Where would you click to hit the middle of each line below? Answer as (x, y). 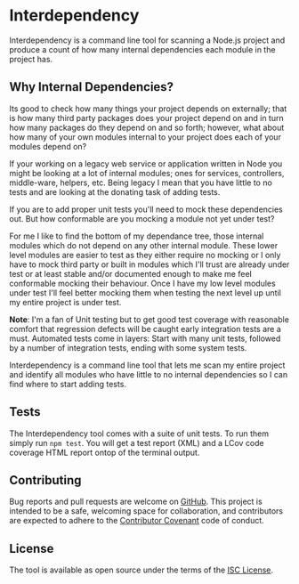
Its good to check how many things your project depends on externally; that (148, 109)
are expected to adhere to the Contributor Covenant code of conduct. (137, 521)
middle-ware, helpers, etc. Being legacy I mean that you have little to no (141, 182)
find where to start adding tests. (68, 384)
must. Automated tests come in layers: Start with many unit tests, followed (145, 338)
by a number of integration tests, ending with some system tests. (128, 347)
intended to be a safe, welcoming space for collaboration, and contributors (146, 511)
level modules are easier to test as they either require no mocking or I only (145, 255)
